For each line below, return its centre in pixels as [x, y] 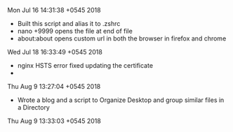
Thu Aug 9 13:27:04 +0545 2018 [54, 86]
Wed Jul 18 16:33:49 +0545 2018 [55, 52]
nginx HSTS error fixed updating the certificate [85, 65]
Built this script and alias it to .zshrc [69, 23]
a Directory [34, 107]
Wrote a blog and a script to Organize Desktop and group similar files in [121, 100]
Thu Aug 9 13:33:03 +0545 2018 [54, 121]
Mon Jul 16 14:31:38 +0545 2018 [54, 10]
